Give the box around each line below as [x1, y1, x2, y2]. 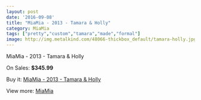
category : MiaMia [6, 25, 50, 32]
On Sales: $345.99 [6, 64, 54, 71]
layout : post [6, 8, 39, 15]
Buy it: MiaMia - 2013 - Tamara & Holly [6, 76, 101, 83]
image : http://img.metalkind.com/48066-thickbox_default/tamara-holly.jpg [6, 36, 197, 42]
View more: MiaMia [6, 87, 54, 94]
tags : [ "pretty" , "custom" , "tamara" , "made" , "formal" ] [6, 31, 141, 37]
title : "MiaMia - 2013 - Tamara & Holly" [6, 20, 111, 26]
